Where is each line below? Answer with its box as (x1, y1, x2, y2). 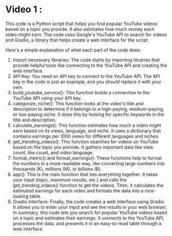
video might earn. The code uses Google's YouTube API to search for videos (5, 31, 167, 37)
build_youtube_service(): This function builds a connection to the (12, 89, 150, 95)
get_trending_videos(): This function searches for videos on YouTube (12, 139, 159, 145)
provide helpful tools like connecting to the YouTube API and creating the (12, 62, 167, 68)
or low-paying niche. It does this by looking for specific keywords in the (12, 111, 164, 117)
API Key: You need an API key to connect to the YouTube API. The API (12, 73, 160, 79)
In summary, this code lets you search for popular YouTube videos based (12, 209, 167, 215)
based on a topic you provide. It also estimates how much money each (5, 26, 155, 32)
